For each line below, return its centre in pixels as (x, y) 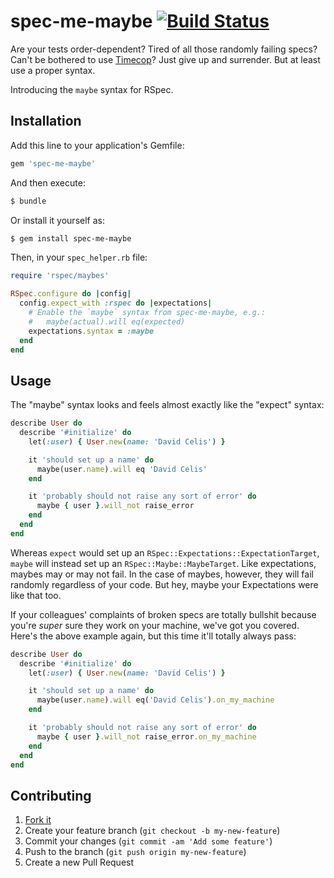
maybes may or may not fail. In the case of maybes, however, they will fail (162, 574)
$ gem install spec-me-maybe (71, 238)
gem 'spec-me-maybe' (53, 163)
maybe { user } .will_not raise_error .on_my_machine (146, 736)
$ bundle (28, 201)
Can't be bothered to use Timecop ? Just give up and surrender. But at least (165, 59)
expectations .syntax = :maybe (91, 331)
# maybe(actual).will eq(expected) (107, 321)
